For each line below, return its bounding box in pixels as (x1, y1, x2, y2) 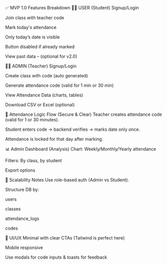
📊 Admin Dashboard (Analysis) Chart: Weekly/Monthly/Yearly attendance (5, 146, 157, 152)
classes (5, 206, 21, 212)
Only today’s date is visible (5, 34, 60, 40)
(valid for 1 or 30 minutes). (5, 117, 59, 122)
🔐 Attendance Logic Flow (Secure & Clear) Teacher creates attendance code (5, 111, 163, 117)
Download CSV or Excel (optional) (5, 102, 75, 107)
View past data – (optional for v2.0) (5, 53, 77, 59)
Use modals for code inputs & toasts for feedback (5, 255, 107, 260)
